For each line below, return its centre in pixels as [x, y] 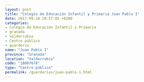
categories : [17, 23]
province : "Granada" [26, 54]
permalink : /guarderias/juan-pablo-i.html [48, 72]
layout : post [18, 9]
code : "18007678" [23, 63]
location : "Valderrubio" [30, 59]
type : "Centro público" [29, 68]
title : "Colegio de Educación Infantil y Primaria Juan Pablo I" [72, 14]
